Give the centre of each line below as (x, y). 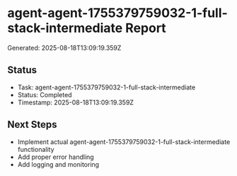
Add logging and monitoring (58, 164)
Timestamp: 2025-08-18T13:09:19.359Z (76, 102)
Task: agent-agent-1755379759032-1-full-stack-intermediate (106, 87)
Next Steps (32, 125)
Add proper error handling (56, 157)
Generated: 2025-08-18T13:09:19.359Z (64, 48)
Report (145, 28)
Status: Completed (45, 94)
